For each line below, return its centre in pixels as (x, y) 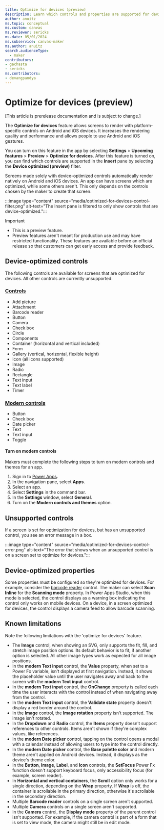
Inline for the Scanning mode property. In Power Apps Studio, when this (78, 593)
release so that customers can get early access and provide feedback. (83, 246)
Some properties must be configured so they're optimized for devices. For (80, 582)
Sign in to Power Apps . (35, 477)
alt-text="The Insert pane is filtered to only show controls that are (92, 206)
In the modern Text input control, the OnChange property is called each (85, 687)
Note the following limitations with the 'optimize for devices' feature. (74, 635)
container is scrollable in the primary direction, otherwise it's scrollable (83, 791)
